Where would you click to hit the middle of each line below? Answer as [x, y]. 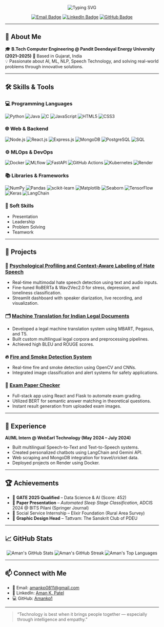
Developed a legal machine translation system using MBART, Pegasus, [83, 329]
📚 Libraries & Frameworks [37, 176]
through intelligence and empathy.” [52, 619]
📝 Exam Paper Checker [32, 385]
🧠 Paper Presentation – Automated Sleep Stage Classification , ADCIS [82, 503]
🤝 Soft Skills [20, 206]
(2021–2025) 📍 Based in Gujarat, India [43, 56]
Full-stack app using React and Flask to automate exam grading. [77, 396]
